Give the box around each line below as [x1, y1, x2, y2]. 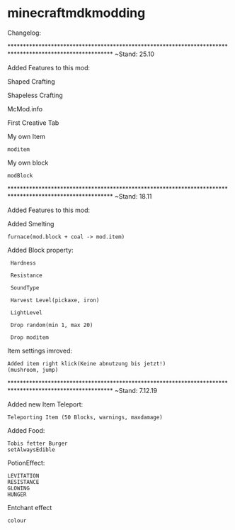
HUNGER [7, 491, 27, 498]
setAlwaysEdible [7, 446, 55, 453]
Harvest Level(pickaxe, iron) [10, 297, 100, 304]
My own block [7, 158, 49, 167]
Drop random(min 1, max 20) [10, 321, 93, 329]
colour [7, 517, 27, 524]
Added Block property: [7, 245, 74, 254]
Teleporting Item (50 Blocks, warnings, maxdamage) [7, 414, 163, 421]
